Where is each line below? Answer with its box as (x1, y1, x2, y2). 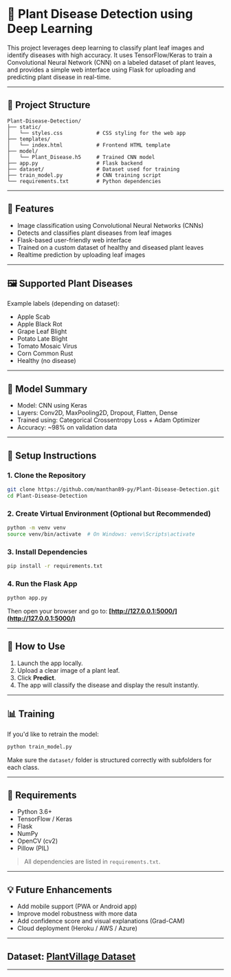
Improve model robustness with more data (16, 910, 137, 918)
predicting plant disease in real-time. (7, 72, 111, 81)
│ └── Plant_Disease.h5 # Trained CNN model (7, 154, 155, 160)
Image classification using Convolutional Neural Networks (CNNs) (16, 221, 204, 229)
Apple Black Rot (16, 320, 63, 328)
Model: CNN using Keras (16, 401, 87, 410)
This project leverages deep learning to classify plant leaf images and (7, 43, 205, 52)
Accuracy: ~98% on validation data (16, 423, 118, 432)
